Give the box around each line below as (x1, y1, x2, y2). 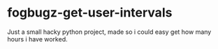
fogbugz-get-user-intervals (7, 5, 173, 21)
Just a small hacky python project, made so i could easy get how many (7, 28, 212, 36)
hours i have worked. (7, 35, 68, 43)
